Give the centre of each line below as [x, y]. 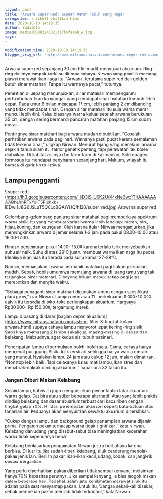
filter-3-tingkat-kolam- [112, 322]
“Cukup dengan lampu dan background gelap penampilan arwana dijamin [78, 421]
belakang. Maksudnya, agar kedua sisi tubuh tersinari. [59, 337]
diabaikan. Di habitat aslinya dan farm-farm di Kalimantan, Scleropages [76, 154]
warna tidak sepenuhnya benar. [36, 436]
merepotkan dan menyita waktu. [37, 282]
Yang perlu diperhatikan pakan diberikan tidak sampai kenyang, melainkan [79, 471]
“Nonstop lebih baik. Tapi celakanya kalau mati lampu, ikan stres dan [73, 362]
